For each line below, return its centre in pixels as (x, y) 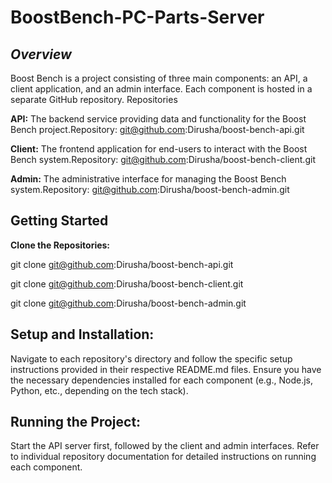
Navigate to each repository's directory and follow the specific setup (151, 358)
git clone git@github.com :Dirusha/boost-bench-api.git (122, 264)
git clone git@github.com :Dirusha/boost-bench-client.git (127, 283)
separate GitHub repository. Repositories (94, 99)
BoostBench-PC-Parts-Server (137, 17)
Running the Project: (76, 422)
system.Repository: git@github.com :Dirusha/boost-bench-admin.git (150, 189)
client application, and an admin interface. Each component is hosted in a (161, 89)
